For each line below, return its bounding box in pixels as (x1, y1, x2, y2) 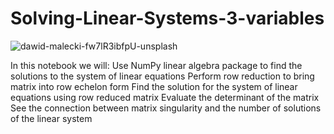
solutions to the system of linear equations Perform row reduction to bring (10, 70, 315, 82)
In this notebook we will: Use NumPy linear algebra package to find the (10, 59, 303, 71)
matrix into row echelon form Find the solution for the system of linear (10, 80, 298, 92)
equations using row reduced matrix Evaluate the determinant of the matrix (10, 91, 320, 103)
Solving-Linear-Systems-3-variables (10, 7, 325, 30)
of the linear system (10, 112, 93, 124)
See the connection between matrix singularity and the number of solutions (10, 102, 322, 114)
